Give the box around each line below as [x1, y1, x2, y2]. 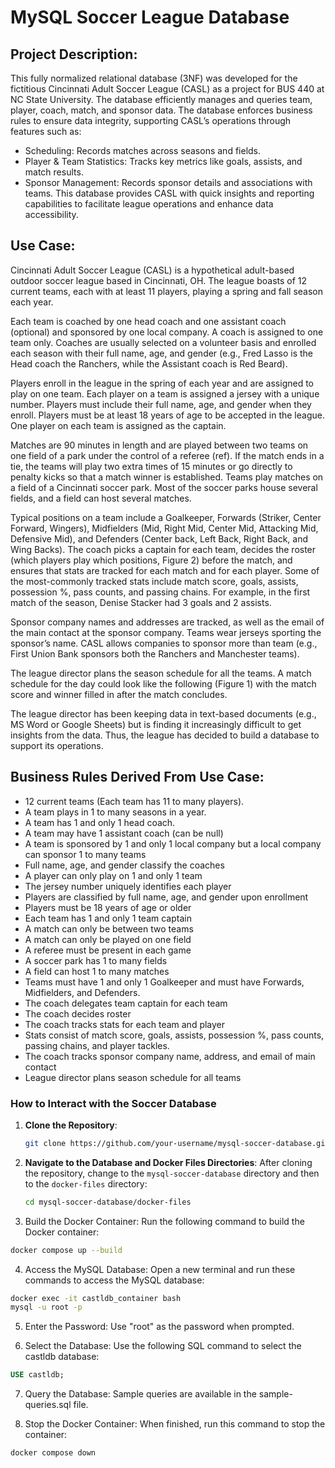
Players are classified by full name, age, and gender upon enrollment [24, 891, 309, 903]
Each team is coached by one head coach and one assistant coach [10, 315, 287, 327]
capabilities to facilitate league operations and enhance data [24, 198, 274, 210]
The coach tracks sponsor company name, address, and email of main [24, 1050, 316, 1062]
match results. [24, 166, 84, 178]
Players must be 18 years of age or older [24, 901, 192, 913]
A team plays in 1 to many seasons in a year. [24, 806, 207, 818]
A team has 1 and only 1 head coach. [24, 816, 176, 828]
